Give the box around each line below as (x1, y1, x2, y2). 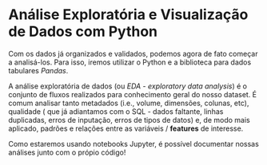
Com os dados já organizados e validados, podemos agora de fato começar (8, 49, 258, 58)
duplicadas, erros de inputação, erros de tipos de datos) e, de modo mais (8, 115, 250, 124)
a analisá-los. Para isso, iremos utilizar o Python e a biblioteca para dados (8, 57, 252, 67)
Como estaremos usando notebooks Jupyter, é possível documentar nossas (8, 139, 260, 148)
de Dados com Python (8, 22, 158, 41)
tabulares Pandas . (8, 65, 69, 75)
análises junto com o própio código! (8, 147, 126, 157)
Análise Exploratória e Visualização (8, 6, 249, 24)
